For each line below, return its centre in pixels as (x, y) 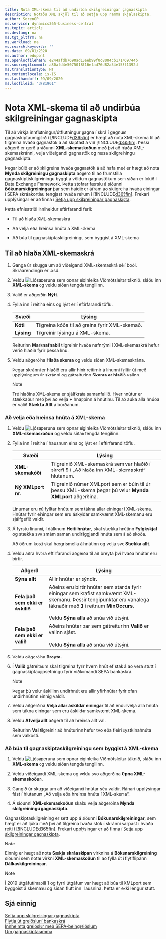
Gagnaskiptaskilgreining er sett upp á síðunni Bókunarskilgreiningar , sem (81, 818)
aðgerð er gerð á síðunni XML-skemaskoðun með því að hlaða (69, 148)
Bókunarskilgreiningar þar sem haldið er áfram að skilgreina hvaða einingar (82, 189)
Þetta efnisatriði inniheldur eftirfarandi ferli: (49, 209)
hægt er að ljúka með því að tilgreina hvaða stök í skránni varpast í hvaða (79, 823)
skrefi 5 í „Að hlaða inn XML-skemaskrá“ (98, 469)
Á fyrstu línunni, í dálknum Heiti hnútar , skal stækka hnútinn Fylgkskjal (84, 529)
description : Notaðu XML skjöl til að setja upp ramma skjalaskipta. (78, 14)
